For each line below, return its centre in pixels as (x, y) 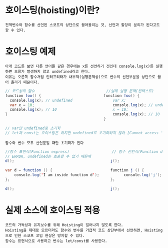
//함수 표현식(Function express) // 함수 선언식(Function (82, 152)
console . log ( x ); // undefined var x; (68, 100)
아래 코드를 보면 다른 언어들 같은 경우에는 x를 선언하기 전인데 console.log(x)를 (79, 66)
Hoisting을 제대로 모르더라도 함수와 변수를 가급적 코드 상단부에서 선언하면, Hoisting (84, 230)
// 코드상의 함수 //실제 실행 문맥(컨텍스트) (79, 91)
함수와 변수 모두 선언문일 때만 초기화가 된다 (44, 143)
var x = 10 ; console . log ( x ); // (81, 105)
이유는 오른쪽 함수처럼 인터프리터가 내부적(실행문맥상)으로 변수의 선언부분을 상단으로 (80, 77)
